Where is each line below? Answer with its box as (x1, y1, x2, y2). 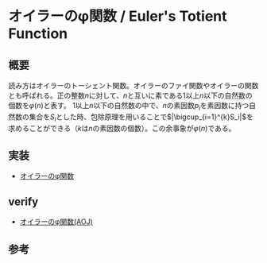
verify (8, 195, 39, 208)
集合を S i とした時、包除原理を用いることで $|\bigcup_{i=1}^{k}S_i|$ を (29, 112, 254, 123)
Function (8, 25, 68, 43)
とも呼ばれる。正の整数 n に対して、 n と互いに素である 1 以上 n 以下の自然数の (8, 91, 253, 100)
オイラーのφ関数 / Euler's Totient (8, 7, 228, 25)
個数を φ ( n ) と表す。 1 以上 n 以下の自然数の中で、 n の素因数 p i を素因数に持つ (8, 101, 250, 112)
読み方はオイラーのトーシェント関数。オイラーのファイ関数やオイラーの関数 (8, 81, 259, 90)
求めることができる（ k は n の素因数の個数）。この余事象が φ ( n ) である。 (8, 123, 236, 133)
